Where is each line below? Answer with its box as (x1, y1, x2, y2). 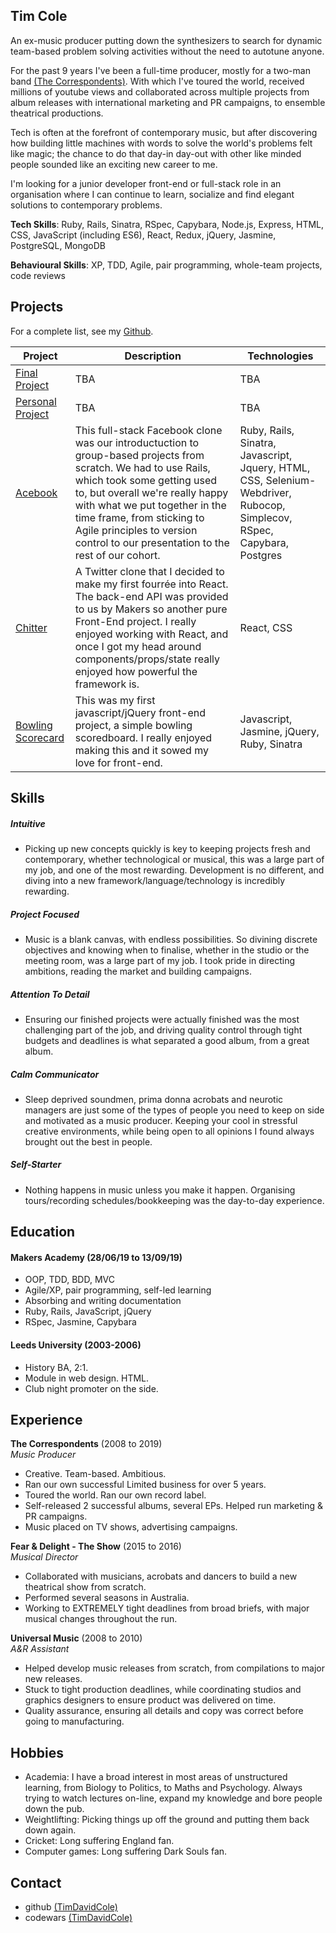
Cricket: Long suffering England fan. (24, 1835, 175, 1847)
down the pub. (24, 1803, 85, 1815)
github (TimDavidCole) (24, 1901, 118, 1913)
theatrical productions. (10, 107, 104, 119)
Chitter (15, 620, 48, 634)
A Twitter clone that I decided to (74, 564, 225, 578)
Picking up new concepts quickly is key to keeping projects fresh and (24, 842, 311, 854)
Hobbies (10, 1744, 65, 1761)
